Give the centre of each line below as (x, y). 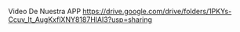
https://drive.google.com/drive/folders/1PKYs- (157, 11)
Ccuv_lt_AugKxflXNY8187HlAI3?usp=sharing (80, 20)
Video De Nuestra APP (44, 11)
